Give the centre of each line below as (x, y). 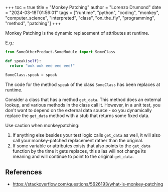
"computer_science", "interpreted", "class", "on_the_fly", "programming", (80, 18)
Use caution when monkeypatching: (42, 125)
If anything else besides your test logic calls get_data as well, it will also (87, 135)
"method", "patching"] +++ (33, 23)
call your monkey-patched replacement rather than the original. (78, 140)
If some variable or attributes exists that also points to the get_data (81, 146)
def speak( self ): (23, 61)
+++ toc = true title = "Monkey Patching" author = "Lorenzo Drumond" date (83, 7)
